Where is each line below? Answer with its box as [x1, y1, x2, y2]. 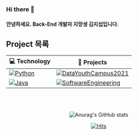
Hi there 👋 [6, 5, 35, 13]
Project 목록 [6, 39, 49, 49]
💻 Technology [9, 57, 51, 65]
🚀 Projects [78, 58, 107, 66]
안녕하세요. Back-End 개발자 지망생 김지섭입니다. [6, 20, 119, 27]
